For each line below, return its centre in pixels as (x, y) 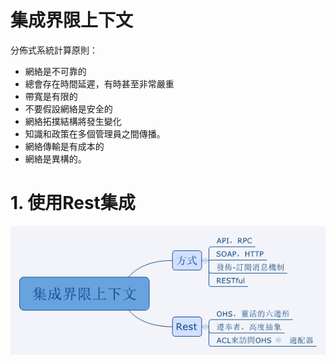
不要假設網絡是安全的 (68, 108)
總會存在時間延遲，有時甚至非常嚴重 (99, 83)
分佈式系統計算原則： (54, 50)
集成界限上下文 (72, 20)
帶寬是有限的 (51, 96)
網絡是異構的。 (55, 158)
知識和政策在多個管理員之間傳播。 (95, 133)
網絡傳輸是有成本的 (64, 146)
